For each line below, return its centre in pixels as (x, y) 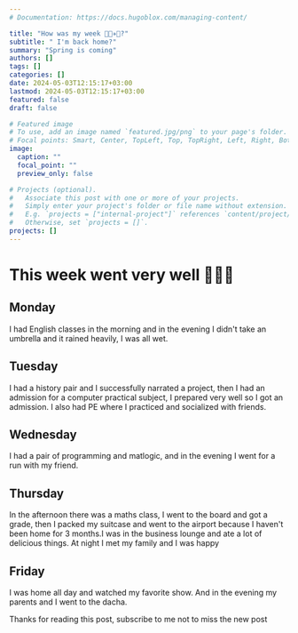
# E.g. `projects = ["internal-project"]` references (114, 214)
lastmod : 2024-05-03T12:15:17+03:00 (77, 91)
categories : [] (37, 75)
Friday (27, 571)
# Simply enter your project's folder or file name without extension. (149, 206)
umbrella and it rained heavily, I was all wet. (89, 338)
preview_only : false (55, 173)
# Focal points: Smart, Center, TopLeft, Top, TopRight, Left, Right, (142, 140)
